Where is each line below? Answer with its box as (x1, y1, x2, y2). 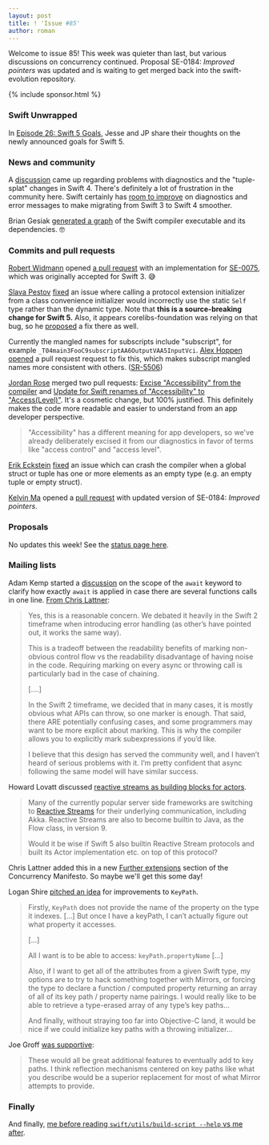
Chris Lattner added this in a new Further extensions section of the (8, 863, 229, 872)
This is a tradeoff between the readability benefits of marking (27, 643, 231, 652)
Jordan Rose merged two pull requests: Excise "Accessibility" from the (8, 378, 242, 388)
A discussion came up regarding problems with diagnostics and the (8, 174, 231, 185)
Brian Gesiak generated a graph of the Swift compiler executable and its (8, 216, 246, 225)
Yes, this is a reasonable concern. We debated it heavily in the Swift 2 (27, 611, 258, 620)
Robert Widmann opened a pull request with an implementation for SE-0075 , (8, 263, 260, 273)
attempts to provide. (27, 1081, 94, 1090)
